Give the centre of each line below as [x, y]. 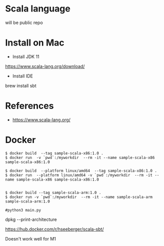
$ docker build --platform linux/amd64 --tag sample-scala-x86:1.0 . [81, 170]
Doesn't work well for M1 [31, 238]
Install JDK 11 [26, 56]
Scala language [38, 9]
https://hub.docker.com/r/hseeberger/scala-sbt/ [55, 229]
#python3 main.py [23, 210]
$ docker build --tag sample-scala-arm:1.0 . [53, 192]
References [29, 106]
